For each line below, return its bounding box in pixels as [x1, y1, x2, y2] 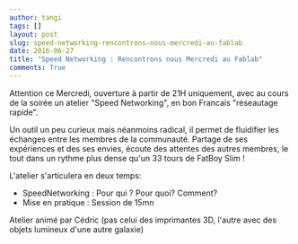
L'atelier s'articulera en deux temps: [9, 170, 142, 180]
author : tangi [9, 13, 63, 22]
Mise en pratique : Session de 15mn [22, 196, 154, 207]
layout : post [9, 30, 58, 39]
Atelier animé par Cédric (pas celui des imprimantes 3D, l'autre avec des [9, 214, 277, 225]
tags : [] [9, 22, 42, 30]
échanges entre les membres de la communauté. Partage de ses [9, 134, 249, 144]
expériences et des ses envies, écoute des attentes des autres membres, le [9, 143, 289, 153]
